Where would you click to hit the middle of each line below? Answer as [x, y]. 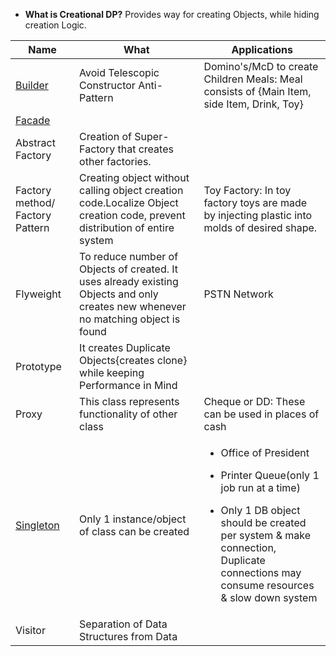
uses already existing [129, 281]
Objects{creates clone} [133, 360]
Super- [152, 136]
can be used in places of [261, 414]
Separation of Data [123, 624]
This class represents [129, 401]
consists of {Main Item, [257, 91]
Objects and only [119, 294]
